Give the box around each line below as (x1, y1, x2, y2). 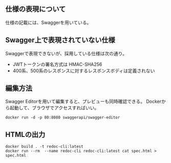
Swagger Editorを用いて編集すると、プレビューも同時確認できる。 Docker (5, 99, 162, 105)
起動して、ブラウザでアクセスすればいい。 (9, 105, 99, 111)
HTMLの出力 (5, 130, 46, 139)
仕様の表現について (5, 5, 66, 14)
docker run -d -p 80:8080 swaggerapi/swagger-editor (5, 115, 120, 120)
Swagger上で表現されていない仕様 (5, 36, 115, 44)
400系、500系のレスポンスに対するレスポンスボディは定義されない (12, 67, 155, 74)
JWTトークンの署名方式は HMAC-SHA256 (12, 61, 102, 67)
